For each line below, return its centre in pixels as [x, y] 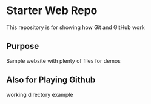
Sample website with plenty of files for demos [64, 60]
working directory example [40, 94]
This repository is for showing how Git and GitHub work [75, 27]
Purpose [23, 46]
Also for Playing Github [51, 80]
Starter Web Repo [52, 11]
